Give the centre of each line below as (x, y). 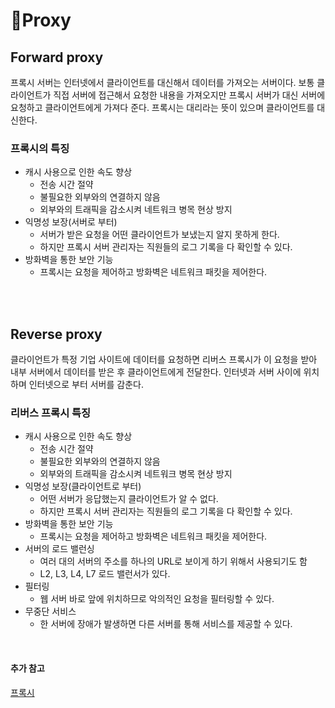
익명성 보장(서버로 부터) (71, 222)
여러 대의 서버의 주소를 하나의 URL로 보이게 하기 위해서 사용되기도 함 (173, 561)
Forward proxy (57, 57)
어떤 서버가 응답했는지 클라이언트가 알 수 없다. (129, 499)
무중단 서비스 (50, 611)
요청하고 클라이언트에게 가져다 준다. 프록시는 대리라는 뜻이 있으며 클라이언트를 (162, 107)
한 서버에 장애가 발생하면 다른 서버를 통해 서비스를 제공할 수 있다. (166, 624)
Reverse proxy (56, 334)
